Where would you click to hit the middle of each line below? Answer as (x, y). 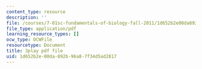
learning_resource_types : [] (43, 34)
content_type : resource (36, 12)
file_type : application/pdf (41, 28)
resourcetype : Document (36, 46)
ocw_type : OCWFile (29, 40)
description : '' (26, 17)
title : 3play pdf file (35, 51)
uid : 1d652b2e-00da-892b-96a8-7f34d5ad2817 (62, 56)
